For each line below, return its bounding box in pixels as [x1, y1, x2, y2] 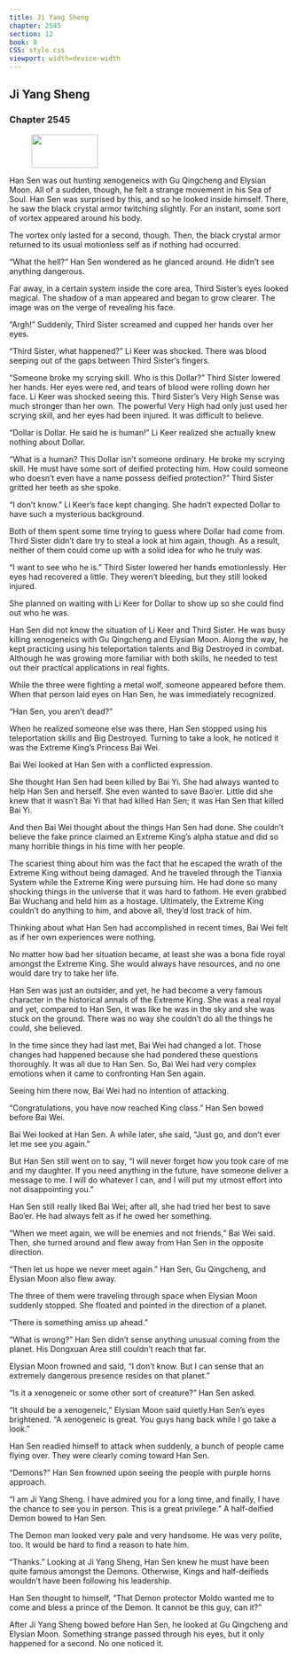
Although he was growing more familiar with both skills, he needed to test [9, 653, 277, 664]
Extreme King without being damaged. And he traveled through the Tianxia [9, 867, 282, 878]
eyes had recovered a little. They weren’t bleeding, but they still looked [9, 571, 268, 582]
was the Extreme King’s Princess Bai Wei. [9, 742, 160, 752]
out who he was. [9, 607, 70, 617]
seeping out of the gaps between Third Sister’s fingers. [9, 355, 211, 365]
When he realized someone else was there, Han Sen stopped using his [9, 723, 268, 734]
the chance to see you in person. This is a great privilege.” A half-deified [9, 1503, 274, 1513]
